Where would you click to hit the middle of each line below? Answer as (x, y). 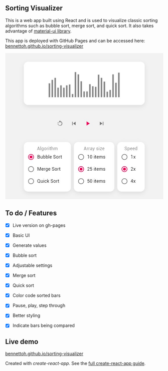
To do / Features (31, 213)
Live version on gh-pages (39, 225)
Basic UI (21, 235)
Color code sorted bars (37, 295)
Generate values (29, 245)
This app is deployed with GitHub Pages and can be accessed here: (75, 41)
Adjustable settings (32, 265)
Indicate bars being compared (44, 325)
